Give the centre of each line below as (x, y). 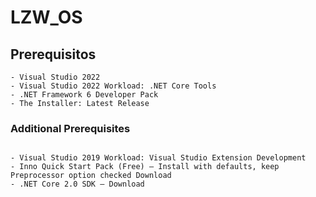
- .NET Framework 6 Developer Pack (84, 95)
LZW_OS (46, 17)
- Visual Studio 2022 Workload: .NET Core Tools (113, 86)
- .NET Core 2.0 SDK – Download (77, 184)
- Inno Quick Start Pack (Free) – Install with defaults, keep (145, 167)
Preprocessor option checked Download (91, 176)
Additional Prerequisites (70, 128)
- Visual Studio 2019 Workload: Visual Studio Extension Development (158, 158)
